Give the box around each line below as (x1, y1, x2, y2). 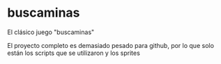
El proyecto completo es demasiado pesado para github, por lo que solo (7, 41, 215, 49)
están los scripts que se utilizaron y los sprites (7, 49, 141, 57)
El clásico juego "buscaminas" (7, 28, 95, 36)
